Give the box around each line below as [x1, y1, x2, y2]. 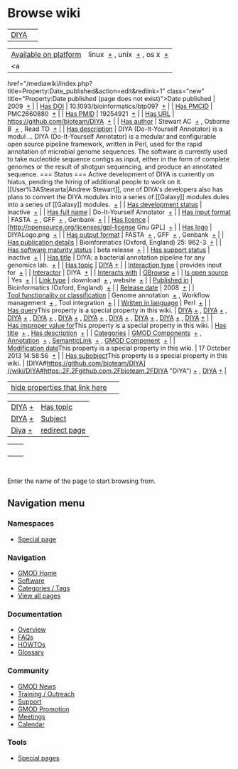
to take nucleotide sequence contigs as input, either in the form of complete [7, 154, 229, 163]
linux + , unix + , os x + [88, 49, 169, 59]
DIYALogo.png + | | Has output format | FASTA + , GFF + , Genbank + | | [7, 230, 225, 239]
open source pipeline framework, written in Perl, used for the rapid [7, 139, 202, 148]
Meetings [17, 712, 45, 721]
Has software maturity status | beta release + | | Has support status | [7, 245, 210, 254]
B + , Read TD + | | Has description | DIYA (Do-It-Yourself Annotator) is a [7, 124, 223, 133]
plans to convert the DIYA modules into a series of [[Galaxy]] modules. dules [7, 192, 229, 201]
